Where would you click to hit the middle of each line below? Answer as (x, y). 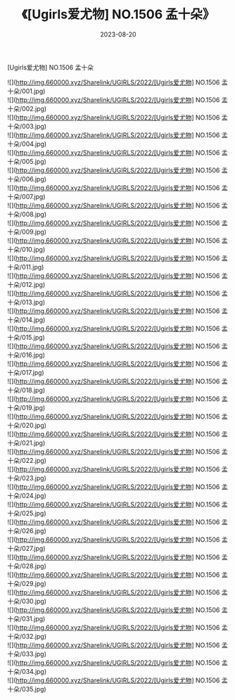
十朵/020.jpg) (27, 425)
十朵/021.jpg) (26, 443)
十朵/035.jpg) (27, 689)
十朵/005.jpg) (27, 161)
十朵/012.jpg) (26, 284)
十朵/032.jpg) (27, 636)
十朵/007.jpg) (26, 196)
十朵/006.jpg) (27, 179)
